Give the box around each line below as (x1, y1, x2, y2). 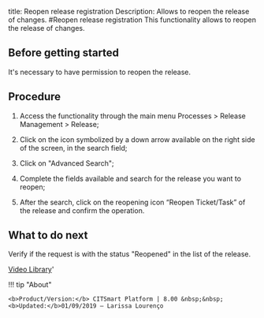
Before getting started (8, 47, 120, 60)
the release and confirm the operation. (19, 205, 145, 215)
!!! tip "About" (8, 280, 52, 290)
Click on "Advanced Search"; (19, 158, 114, 168)
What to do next (8, 229, 88, 242)
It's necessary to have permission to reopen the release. (8, 67, 191, 77)
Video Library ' (8, 264, 54, 275)
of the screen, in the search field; (19, 143, 128, 152)
